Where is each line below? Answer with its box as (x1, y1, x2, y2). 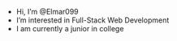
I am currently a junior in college (15, 24, 124, 33)
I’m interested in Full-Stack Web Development (15, 15, 170, 25)
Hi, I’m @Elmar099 (15, 7, 79, 16)
